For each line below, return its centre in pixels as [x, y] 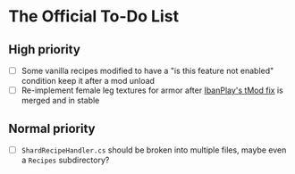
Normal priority [52, 128]
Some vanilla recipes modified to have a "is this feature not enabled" [147, 70]
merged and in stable [60, 101]
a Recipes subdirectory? [65, 160]
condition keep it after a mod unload [88, 81]
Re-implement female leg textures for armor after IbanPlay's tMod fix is [152, 90]
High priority [45, 50]
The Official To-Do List [94, 17]
